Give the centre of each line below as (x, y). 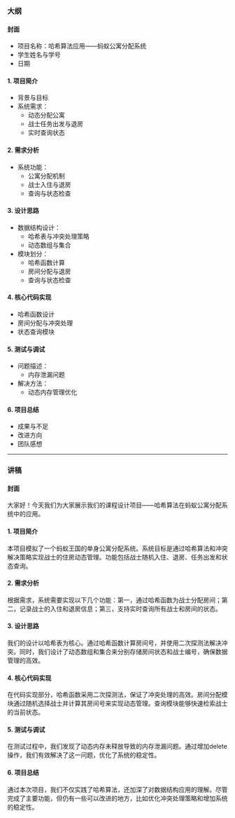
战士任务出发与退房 (56, 124)
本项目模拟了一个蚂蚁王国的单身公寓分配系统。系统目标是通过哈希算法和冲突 (117, 548)
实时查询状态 (46, 133)
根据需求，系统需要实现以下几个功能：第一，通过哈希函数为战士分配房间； (114, 599)
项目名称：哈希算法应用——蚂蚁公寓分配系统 (82, 46)
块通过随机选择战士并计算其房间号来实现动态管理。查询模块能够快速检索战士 (117, 703)
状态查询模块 (36, 331)
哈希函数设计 (36, 314)
